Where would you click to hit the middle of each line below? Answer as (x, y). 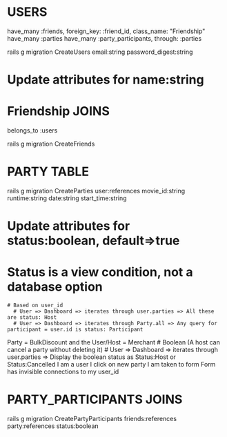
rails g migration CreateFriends (51, 144)
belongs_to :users (32, 130)
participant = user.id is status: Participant (75, 330)
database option (55, 287)
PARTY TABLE (48, 172)
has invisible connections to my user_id (63, 372)
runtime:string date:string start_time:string (67, 198)
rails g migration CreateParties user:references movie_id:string (96, 191)
